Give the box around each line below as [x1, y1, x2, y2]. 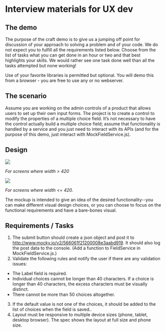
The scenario [5, 92, 47, 100]
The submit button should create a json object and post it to [12, 234, 135, 241]
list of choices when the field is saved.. [12, 306, 92, 313]
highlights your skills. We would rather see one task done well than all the [5, 57, 155, 63]
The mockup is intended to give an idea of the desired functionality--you [5, 197, 154, 203]
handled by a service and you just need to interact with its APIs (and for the [5, 126, 159, 132]
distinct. [12, 286, 29, 292]
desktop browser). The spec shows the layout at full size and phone [12, 317, 151, 323]
